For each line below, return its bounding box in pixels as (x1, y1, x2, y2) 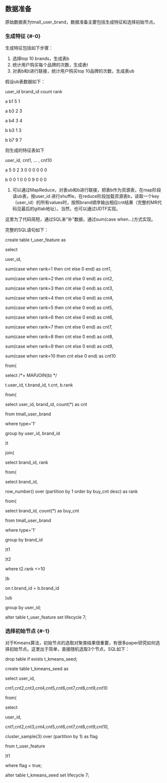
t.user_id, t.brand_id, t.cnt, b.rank (5, 382, 73, 388)
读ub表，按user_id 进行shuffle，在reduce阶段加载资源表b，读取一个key (12, 193, 160, 199)
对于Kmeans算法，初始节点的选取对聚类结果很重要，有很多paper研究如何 (5, 640, 156, 646)
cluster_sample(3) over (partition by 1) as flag (5, 734, 98, 740)
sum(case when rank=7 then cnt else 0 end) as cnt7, (5, 324, 113, 330)
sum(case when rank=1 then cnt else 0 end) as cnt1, (5, 266, 112, 272)
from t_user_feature (5, 743, 46, 749)
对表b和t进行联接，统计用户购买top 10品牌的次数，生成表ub (12, 68, 135, 74)
